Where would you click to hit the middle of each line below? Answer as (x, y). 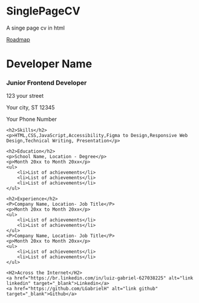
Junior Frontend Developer (47, 83)
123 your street (25, 96)
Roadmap (18, 39)
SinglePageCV (43, 11)
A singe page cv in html (36, 28)
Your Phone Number (32, 120)
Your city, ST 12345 (31, 107)
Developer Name (49, 64)
